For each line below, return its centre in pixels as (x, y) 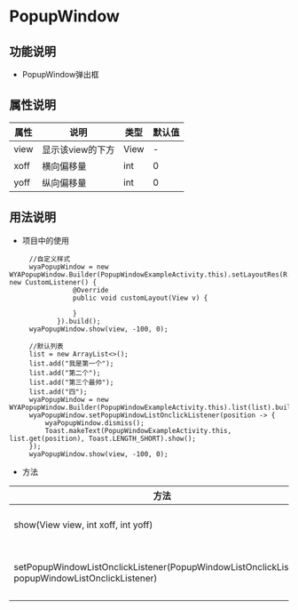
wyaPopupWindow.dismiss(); (94, 423)
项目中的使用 (45, 240)
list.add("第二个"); (65, 373)
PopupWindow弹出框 (60, 74)
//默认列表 (46, 346)
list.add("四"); (58, 392)
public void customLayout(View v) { (140, 298)
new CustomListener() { (53, 282)
